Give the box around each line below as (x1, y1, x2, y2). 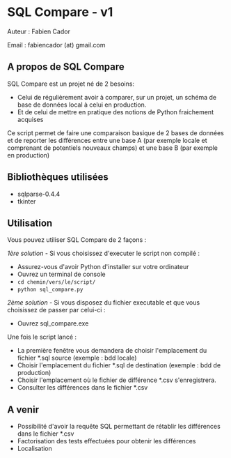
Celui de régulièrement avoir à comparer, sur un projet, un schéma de (17, 93, 217, 101)
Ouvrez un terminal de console (17, 270, 106, 279)
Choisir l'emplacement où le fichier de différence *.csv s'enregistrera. (17, 376, 217, 384)
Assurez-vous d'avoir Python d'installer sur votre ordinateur (17, 263, 189, 271)
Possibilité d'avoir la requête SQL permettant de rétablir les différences (17, 422, 221, 431)
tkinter (17, 197, 36, 206)
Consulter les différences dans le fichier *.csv (17, 383, 148, 392)
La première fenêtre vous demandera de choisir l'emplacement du (17, 346, 207, 355)
